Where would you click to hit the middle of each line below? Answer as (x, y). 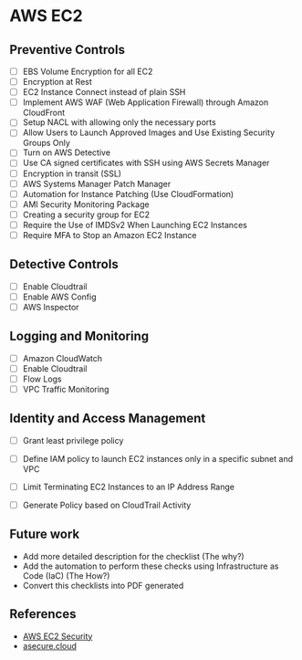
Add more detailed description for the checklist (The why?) (133, 556)
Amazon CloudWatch (62, 358)
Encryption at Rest (57, 82)
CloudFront (44, 113)
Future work (45, 534)
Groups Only (47, 143)
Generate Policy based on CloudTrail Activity (107, 505)
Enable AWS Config (60, 297)
